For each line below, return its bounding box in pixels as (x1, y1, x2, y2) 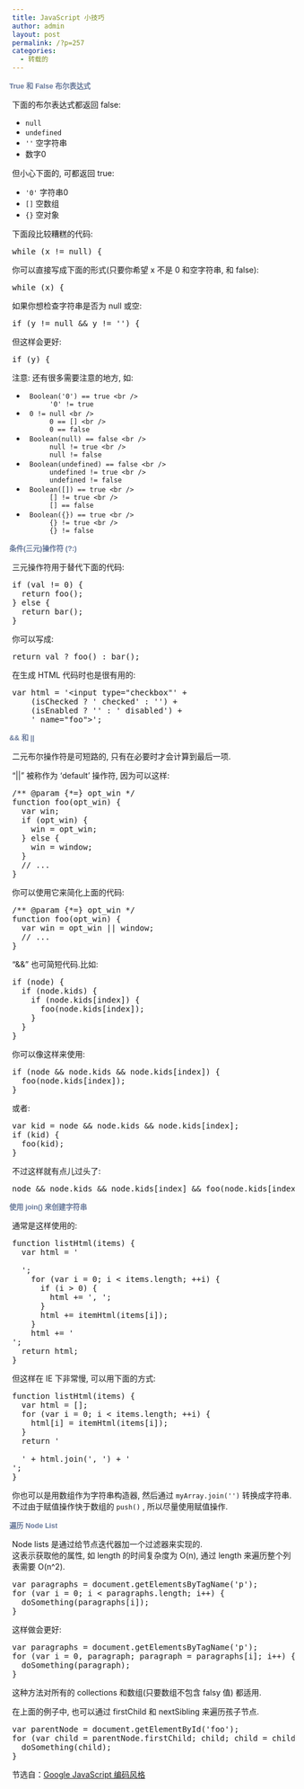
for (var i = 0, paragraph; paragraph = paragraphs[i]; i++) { (12, 1651, 296, 1661)
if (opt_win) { (21, 815, 88, 825)
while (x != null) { (12, 246, 103, 256)
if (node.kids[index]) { (30, 995, 140, 1005)
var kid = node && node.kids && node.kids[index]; (12, 1121, 239, 1131)
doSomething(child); (21, 1742, 112, 1752)
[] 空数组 (24, 199, 60, 209)
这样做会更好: (12, 1624, 63, 1634)
